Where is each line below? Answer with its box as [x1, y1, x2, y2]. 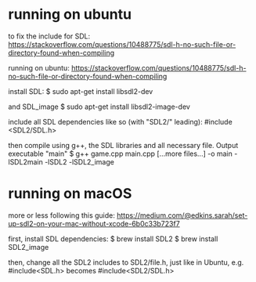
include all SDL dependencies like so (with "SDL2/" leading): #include [8, 117, 233, 126]
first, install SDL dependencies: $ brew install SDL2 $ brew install [8, 233, 218, 244]
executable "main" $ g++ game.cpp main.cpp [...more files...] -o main [8, 149, 233, 158]
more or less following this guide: [8, 210, 115, 220]
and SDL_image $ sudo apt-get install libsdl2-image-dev [8, 102, 190, 111]
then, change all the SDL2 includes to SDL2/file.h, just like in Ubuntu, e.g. [8, 257, 244, 267]
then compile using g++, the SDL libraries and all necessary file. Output [8, 140, 239, 150]
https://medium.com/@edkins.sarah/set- [116, 210, 248, 220]
